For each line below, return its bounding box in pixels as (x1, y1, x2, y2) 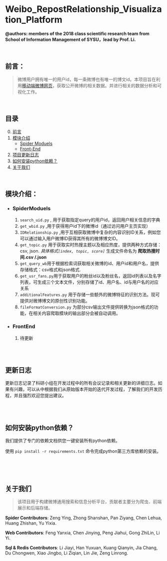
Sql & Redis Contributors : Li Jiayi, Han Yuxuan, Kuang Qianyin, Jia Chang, (5, 545, 158, 551)
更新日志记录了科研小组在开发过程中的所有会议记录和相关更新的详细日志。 (5, 380, 158, 386)
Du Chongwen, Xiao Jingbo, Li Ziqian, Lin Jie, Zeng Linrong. (5, 550, 129, 556)
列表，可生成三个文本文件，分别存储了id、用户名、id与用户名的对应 (19, 279, 159, 285)
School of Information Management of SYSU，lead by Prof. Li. (5, 36, 136, 42)
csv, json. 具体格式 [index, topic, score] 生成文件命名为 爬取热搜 (19, 248, 156, 254)
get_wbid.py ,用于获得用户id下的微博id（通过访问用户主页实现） (19, 223, 151, 229)
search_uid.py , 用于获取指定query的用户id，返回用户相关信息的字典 (19, 217, 161, 223)
